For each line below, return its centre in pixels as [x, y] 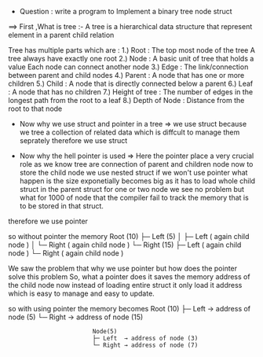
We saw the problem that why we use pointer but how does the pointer [123, 268]
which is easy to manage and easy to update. [81, 293]
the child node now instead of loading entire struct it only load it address [125, 285]
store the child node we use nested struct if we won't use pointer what [133, 173]
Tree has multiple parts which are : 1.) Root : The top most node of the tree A [131, 50]
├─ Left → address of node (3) [145, 338]
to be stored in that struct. [62, 206]
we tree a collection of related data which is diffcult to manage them [130, 132]
